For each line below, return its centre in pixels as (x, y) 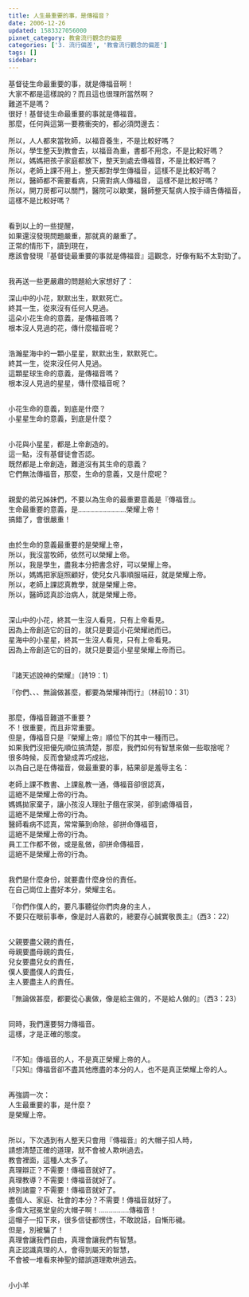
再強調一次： (29, 1095)
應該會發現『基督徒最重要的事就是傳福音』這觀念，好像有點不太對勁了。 (126, 255)
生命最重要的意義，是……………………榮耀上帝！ (85, 509)
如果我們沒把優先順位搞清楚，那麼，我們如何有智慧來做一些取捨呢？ (120, 747)
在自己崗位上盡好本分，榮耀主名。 (64, 889)
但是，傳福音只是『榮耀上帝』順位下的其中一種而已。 (95, 737)
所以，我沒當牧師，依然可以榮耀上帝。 (71, 554)
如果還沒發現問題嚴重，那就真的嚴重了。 (74, 235)
